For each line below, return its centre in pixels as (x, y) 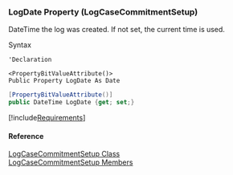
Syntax (20, 45)
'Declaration (30, 60)
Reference (26, 136)
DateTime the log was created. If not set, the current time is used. (117, 30)
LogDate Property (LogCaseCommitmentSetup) (103, 12)
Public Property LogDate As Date (64, 81)
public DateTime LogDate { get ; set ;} (72, 103)
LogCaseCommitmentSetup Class (64, 154)
